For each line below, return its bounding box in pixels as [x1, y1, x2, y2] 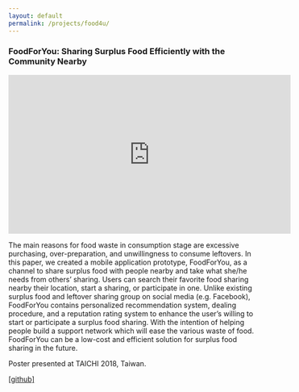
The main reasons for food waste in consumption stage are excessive [8, 240, 239, 250]
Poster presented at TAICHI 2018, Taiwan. [8, 358, 147, 368]
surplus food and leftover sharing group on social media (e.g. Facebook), [8, 291, 251, 301]
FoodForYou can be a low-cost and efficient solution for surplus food [8, 334, 238, 344]
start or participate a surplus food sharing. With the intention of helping [8, 317, 245, 327]
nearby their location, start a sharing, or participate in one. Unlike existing [8, 283, 252, 293]
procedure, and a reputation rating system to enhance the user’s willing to [8, 308, 254, 319]
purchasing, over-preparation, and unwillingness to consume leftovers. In [8, 248, 251, 258]
